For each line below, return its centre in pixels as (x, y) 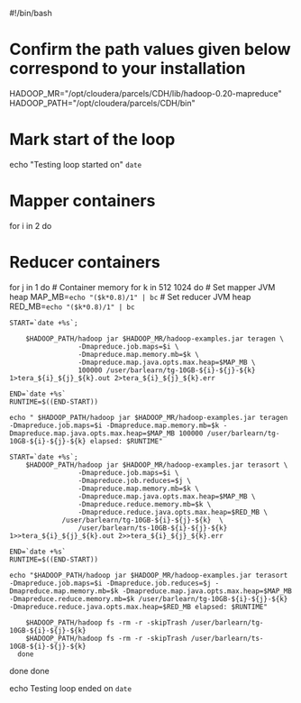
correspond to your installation (128, 69)
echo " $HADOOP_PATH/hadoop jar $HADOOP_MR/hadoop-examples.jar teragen (149, 417)
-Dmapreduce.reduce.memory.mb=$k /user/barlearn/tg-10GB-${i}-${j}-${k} (149, 598)
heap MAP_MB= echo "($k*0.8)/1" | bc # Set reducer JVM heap (130, 297)
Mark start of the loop (92, 140)
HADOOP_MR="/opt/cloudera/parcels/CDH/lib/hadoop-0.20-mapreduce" (146, 93)
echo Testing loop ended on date (71, 688)
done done (29, 671)
